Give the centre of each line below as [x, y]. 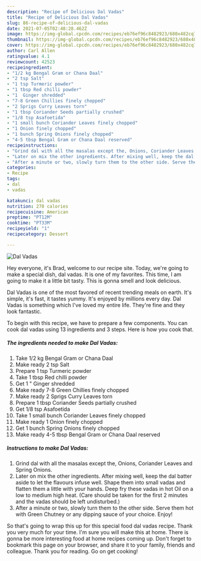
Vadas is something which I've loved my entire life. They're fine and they [96, 305]
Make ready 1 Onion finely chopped [59, 421]
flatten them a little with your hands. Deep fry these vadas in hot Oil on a [104, 489]
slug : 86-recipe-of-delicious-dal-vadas [58, 23]
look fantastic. [24, 311]
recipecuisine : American [38, 212]
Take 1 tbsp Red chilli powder [51, 377]
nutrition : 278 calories [38, 206]
